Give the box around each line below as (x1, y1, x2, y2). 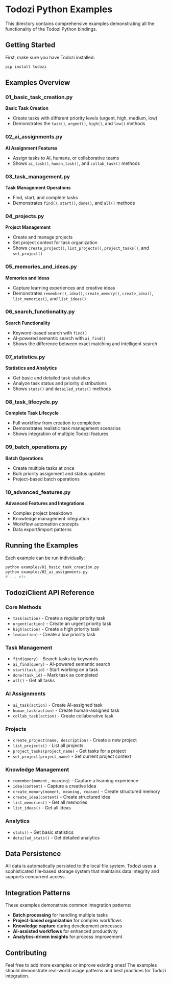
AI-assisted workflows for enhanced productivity (12, 928, 118, 934)
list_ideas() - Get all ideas (12, 805, 71, 811)
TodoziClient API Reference (5, 588, 94, 597)
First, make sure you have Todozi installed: (5, 54, 95, 60)
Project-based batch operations (12, 476, 80, 482)
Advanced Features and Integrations (5, 500, 85, 506)
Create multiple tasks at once (12, 465, 75, 471)
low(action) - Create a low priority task (12, 632, 96, 638)
